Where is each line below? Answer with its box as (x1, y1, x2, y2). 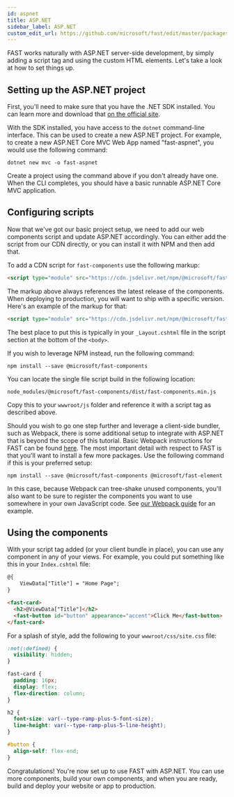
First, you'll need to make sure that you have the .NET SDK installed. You (7, 103, 215, 111)
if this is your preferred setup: (7, 458, 93, 467)
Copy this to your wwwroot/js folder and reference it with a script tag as (7, 400, 211, 409)
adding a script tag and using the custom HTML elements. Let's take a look (7, 57, 223, 65)
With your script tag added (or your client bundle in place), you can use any (7, 546, 224, 554)
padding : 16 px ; (13, 677, 58, 685)
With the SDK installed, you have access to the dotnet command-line (7, 124, 205, 132)
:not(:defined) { (7, 645, 58, 652)
